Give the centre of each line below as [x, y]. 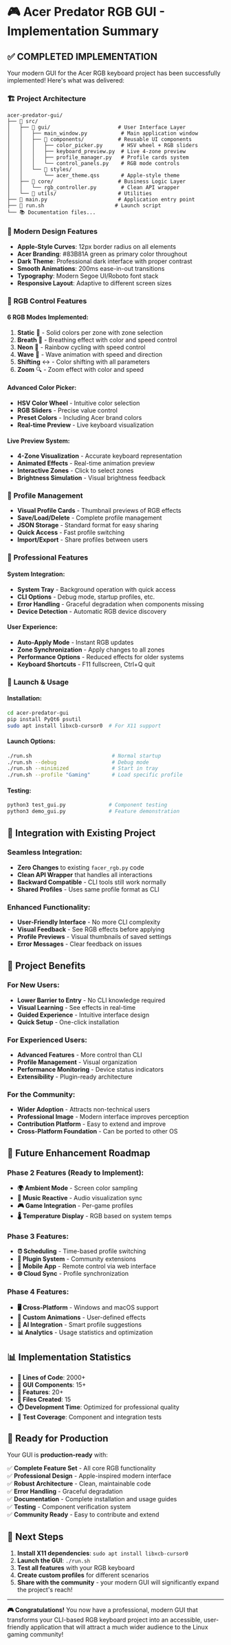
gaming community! [35, 1635]
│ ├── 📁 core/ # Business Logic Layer [97, 181]
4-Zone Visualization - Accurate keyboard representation [99, 456]
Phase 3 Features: [38, 1237]
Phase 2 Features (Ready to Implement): [76, 1173]
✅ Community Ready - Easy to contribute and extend [83, 1514]
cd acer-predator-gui [38, 713]
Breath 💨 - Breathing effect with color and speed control [97, 340]
